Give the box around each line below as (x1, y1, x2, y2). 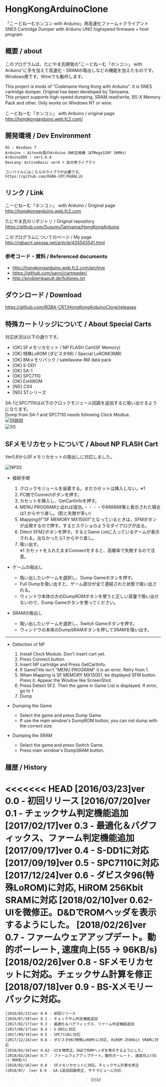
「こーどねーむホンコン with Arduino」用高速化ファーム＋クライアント (5, 20, 149, 26)
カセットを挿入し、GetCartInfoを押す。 (19, 498, 100, 504)
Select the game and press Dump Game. (19, 713, 102, 719)
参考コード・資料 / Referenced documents (5, 253, 108, 260)
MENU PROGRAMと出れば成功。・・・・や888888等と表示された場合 (19, 504, 161, 510)
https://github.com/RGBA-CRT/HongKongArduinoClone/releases (5, 304, 137, 310)
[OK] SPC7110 (12, 373, 41, 379)
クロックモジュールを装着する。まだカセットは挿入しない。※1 (19, 485, 146, 491)
